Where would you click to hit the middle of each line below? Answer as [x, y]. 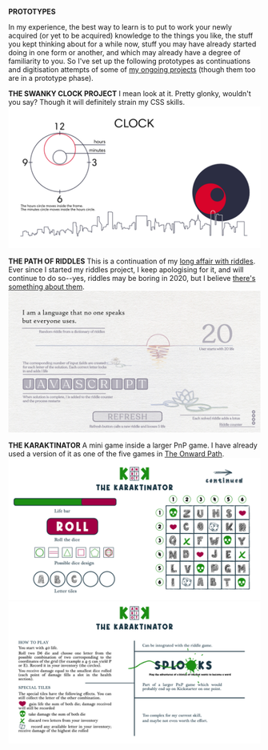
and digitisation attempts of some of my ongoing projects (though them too [132, 70]
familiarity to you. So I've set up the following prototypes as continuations [129, 61]
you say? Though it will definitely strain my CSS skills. [97, 102]
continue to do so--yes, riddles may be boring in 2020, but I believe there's [132, 278]
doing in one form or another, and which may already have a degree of [125, 52]
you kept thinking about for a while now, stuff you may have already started [132, 44]
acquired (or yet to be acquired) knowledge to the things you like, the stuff [131, 36]
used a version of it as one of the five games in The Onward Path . [116, 454]
